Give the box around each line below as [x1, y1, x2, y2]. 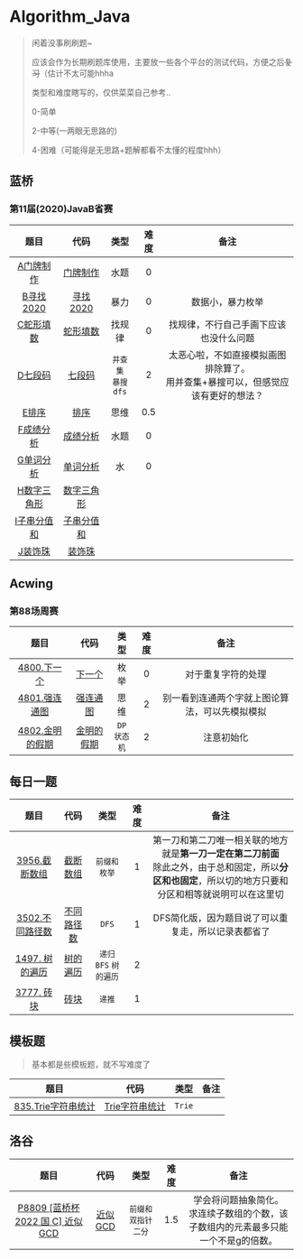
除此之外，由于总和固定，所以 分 [152, 861, 289, 874]
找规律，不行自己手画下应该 [168, 318, 287, 330]
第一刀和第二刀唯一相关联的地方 [152, 834, 289, 847]
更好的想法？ [208, 389, 264, 402]
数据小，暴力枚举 [190, 295, 264, 308]
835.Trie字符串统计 [14, 1099, 96, 1112]
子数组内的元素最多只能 [188, 1220, 289, 1233]
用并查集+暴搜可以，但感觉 [165, 375, 280, 388]
